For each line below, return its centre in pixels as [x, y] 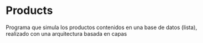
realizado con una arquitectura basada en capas [66, 33]
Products [29, 11]
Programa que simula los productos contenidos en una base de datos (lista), [101, 27]
